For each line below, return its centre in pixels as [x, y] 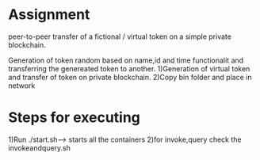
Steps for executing [75, 118]
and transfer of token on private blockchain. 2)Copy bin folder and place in [130, 77]
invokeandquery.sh [40, 147]
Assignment [49, 15]
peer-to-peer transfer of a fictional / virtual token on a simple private [120, 36]
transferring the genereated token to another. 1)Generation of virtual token [129, 68]
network [22, 86]
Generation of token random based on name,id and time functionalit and [126, 60]
